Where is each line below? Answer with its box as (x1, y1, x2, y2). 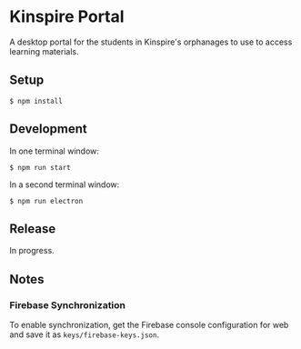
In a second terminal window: (9, 179, 120, 190)
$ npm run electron (9, 196, 84, 205)
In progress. (9, 245, 55, 256)
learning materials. (9, 45, 79, 56)
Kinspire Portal (9, 6, 125, 27)
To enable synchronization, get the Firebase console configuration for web (9, 320, 289, 331)
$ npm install (9, 96, 64, 105)
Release (9, 221, 56, 236)
